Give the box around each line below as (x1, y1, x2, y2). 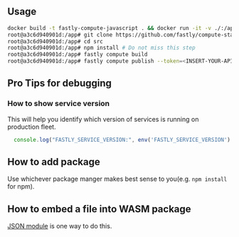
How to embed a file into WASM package (7, 203, 191, 215)
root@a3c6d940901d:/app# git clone (7, 31, 113, 38)
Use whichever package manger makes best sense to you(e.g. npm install (7, 174, 228, 184)
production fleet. (7, 122, 56, 131)
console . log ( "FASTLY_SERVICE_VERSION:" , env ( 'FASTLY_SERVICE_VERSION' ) (14, 136, 231, 143)
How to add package (7, 156, 101, 168)
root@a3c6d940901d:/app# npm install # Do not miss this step (7, 44, 196, 52)
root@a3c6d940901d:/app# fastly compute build (7, 51, 148, 58)
